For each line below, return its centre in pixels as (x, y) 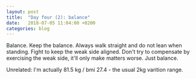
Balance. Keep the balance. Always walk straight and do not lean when (94, 45)
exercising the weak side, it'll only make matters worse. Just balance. (92, 58)
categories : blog (28, 28)
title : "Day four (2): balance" (48, 17)
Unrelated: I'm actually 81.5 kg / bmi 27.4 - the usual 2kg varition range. (95, 70)
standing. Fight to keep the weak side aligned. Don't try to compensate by (98, 52)
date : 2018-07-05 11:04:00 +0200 (51, 23)
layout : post (23, 12)
